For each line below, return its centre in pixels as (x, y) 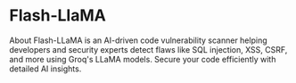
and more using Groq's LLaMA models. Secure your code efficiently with (143, 59)
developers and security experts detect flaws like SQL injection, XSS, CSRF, (148, 49)
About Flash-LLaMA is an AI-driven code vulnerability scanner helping (138, 40)
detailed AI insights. (45, 69)
